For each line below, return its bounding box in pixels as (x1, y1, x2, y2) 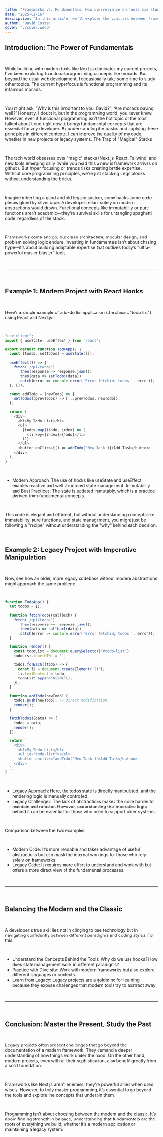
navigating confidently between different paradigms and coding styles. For (5, 933, 154, 938)
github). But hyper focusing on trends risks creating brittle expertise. (5, 165, 142, 171)
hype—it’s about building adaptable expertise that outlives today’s (5, 244, 137, 250)
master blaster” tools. (24, 249, 67, 256)
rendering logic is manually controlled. (12, 793, 89, 799)
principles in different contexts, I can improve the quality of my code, (5, 131, 143, 137)
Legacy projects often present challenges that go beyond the (5, 1042, 127, 1048)
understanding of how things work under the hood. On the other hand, (5, 1052, 146, 1058)
